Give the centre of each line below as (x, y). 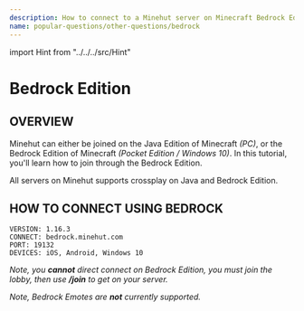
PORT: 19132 (32, 245)
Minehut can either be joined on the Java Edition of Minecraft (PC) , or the (146, 143)
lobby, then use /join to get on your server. (89, 279)
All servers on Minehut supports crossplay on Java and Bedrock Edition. (144, 180)
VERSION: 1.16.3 (40, 230)
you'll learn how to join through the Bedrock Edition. (106, 163)
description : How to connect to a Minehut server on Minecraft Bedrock (147, 18)
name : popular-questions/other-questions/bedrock (105, 26)
